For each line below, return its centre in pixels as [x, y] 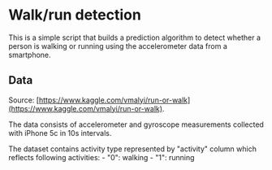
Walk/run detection [75, 15]
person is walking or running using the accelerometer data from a [118, 46]
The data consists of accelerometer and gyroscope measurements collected [136, 124]
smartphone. [30, 54]
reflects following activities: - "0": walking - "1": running [101, 157]
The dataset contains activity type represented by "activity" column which [133, 149]
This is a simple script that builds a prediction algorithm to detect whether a [135, 37]
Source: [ [24, 100]
